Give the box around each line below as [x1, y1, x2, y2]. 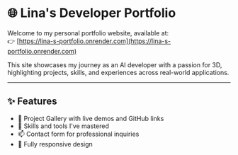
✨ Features [7, 96, 57, 108]
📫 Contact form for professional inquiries [17, 130, 140, 138]
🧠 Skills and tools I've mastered [17, 122, 110, 130]
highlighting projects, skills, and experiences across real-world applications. [7, 68, 229, 76]
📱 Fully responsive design [17, 139, 93, 148]
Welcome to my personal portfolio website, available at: [7, 28, 169, 37]
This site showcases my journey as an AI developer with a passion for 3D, [7, 60, 222, 69]
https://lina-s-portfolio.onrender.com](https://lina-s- [18, 37, 171, 45]
